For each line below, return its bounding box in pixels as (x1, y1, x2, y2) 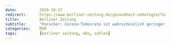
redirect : (5, 12, 26, 17)
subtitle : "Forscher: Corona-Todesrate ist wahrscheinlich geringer (5, 21, 165, 27)
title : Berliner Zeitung (5, 17, 76, 22)
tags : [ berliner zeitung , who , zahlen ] (5, 31, 110, 36)
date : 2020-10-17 (5, 7, 63, 13)
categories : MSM (5, 26, 47, 31)
